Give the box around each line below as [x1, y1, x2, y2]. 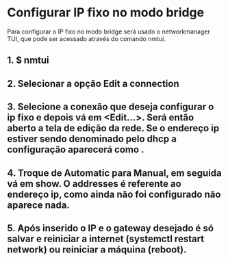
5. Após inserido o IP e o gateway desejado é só [7, 222, 214, 234]
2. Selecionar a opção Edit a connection [7, 77, 179, 90]
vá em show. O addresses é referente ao [7, 178, 181, 189]
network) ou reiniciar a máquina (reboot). [7, 244, 187, 255]
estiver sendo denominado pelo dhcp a [7, 133, 177, 145]
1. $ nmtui [7, 55, 49, 66]
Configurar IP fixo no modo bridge [7, 5, 204, 21]
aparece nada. [7, 199, 70, 211]
